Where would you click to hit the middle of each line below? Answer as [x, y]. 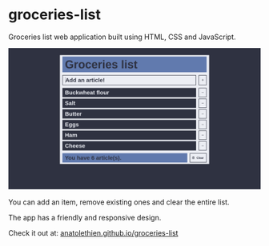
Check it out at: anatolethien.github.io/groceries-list [93, 233]
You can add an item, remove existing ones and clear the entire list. [119, 202]
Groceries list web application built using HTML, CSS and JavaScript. [122, 37]
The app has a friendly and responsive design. [85, 218]
